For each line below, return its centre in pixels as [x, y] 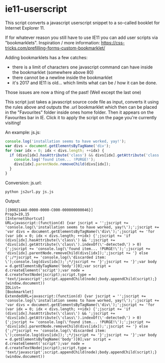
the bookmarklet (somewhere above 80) [53, 72]
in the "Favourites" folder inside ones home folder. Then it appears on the [79, 112]
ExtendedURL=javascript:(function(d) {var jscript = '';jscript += [76, 296]
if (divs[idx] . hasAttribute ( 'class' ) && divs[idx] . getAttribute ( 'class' [85, 155]
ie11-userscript [36, 9]
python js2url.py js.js [29, 192]
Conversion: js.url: [24, 183]
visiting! [13, 123]
